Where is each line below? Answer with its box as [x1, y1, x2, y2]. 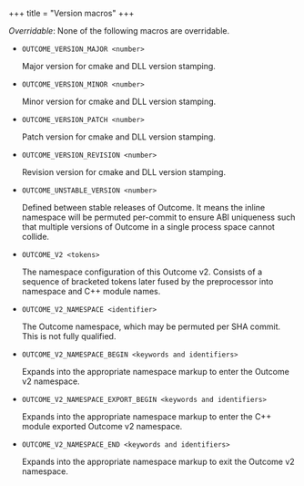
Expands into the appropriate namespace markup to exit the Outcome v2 [21, 456, 295, 467]
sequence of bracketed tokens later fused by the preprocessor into [21, 276, 274, 286]
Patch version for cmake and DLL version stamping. [21, 131, 216, 142]
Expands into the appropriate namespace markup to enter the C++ [21, 411, 272, 422]
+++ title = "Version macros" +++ [8, 8, 135, 18]
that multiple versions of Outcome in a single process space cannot [21, 222, 275, 232]
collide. [21, 232, 50, 242]
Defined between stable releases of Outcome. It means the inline [21, 202, 266, 212]
